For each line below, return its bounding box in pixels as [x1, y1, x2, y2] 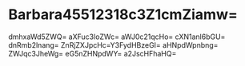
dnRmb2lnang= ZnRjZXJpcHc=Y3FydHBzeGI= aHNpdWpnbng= [8, 40, 219, 49]
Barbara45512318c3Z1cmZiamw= [8, 6, 238, 24]
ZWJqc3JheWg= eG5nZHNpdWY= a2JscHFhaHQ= [8, 49, 177, 58]
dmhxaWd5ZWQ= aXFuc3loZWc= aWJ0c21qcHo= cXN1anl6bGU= [8, 32, 226, 41]
